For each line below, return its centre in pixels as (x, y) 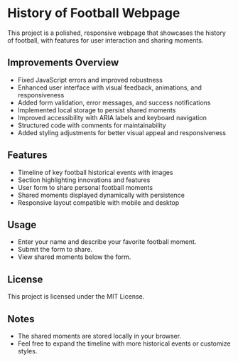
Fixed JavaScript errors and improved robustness (90, 80)
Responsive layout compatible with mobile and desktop (98, 202)
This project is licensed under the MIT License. (76, 297)
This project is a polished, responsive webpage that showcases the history (117, 33)
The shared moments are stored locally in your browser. (99, 336)
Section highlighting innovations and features (84, 180)
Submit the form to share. (55, 250)
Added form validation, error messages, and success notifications (114, 102)
